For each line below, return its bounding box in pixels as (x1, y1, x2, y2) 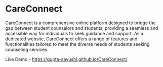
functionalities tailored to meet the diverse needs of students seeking (5, 41, 150, 47)
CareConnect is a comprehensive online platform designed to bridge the (5, 20, 156, 26)
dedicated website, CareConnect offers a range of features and (5, 36, 138, 42)
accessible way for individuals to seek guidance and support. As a (5, 30, 143, 36)
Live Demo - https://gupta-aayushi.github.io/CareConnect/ (5, 56, 128, 62)
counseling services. (5, 46, 49, 52)
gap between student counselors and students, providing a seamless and (5, 25, 158, 31)
